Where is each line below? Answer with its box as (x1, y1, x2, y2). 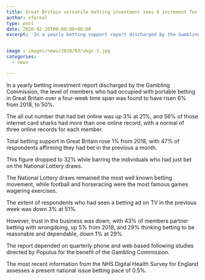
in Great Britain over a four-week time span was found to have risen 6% (6, 94, 187, 101)
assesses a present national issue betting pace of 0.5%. (6, 267, 148, 274)
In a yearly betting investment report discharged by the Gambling (6, 81, 170, 88)
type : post (6, 20, 34, 26)
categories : (6, 54, 37, 60)
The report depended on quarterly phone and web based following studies (6, 242, 194, 249)
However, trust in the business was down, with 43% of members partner (6, 217, 189, 224)
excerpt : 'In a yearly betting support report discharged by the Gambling (6, 32, 201, 38)
